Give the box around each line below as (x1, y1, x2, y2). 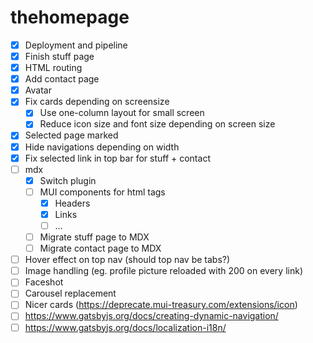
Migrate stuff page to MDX (39, 231, 150, 243)
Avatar (24, 84, 52, 96)
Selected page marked (24, 129, 119, 141)
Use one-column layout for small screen (39, 107, 205, 119)
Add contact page (24, 73, 100, 85)
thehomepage (10, 6, 130, 29)
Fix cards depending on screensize (24, 96, 170, 108)
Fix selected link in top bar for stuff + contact (24, 152, 211, 164)
